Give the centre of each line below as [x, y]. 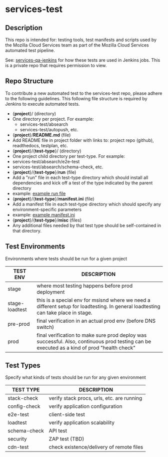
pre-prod [19, 324]
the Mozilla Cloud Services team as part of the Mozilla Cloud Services [77, 45]
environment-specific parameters [47, 209]
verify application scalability [82, 423]
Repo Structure [29, 81]
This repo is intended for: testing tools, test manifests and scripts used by [81, 40]
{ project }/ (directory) [34, 113]
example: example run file [39, 193]
